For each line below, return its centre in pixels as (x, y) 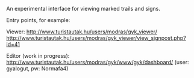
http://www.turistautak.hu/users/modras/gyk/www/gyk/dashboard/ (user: (98, 62)
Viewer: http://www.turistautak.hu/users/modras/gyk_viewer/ (82, 32)
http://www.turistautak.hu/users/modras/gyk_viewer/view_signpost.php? (96, 38)
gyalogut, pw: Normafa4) (37, 68)
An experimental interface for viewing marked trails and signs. (83, 9)
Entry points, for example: (38, 20)
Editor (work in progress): (38, 56)
